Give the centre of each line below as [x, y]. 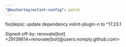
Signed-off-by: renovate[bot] [35, 33]
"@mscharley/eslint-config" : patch [43, 10]
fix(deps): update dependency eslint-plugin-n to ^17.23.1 [64, 24]
